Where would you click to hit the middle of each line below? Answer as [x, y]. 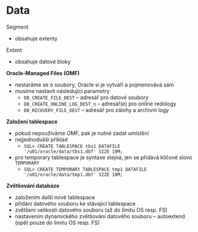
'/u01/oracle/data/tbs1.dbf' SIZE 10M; [73, 151]
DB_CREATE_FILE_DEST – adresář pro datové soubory [86, 97]
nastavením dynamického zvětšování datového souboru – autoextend [100, 216]
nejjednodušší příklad [41, 139]
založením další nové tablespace [55, 197]
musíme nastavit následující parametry [62, 91]
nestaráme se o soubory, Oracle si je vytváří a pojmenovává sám [94, 85]
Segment [17, 27]
